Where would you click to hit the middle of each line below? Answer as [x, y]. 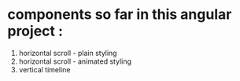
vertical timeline [44, 69]
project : [35, 31]
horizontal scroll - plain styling [68, 53]
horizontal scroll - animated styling [75, 61]
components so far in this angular [120, 15]
